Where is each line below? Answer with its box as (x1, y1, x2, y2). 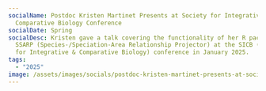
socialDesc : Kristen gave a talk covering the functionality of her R (8, 33, 246, 42)
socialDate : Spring (8, 26, 73, 34)
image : (8, 70, 30, 78)
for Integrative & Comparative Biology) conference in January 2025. (15, 48, 249, 56)
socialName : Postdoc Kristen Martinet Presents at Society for (8, 11, 222, 20)
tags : (8, 56, 26, 64)
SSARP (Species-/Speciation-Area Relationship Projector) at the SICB (15, 41, 253, 49)
